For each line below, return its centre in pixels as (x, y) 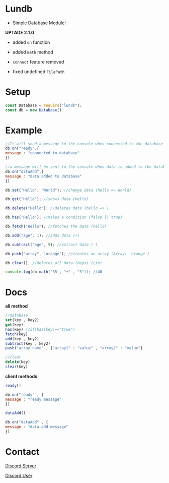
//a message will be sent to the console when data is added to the (78, 167)
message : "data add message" (37, 427)
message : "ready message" (33, 399)
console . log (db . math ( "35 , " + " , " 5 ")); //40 (54, 272)
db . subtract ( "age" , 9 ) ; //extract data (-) (52, 245)
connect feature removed (38, 62)
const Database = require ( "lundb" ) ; (44, 105)
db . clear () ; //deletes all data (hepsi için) (54, 263)
